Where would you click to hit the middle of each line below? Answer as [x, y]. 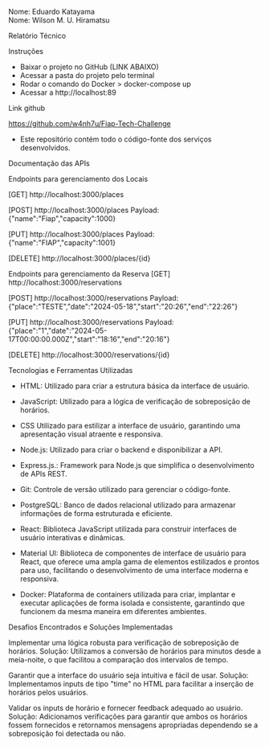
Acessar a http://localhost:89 [68, 92]
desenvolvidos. [45, 148]
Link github [27, 108]
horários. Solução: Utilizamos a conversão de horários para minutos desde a [135, 651]
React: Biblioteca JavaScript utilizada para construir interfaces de [128, 529]
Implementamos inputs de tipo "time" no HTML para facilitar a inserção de [131, 684]
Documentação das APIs [49, 163]
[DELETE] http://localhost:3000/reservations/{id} [89, 355]
